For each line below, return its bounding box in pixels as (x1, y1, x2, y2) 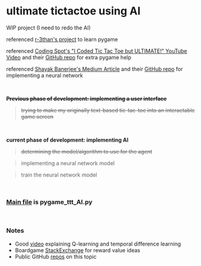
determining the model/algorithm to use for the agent (20, 148, 152, 155)
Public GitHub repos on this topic (14, 253, 97, 260)
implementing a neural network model (20, 159, 115, 166)
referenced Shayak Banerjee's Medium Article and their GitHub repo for (6, 65, 183, 73)
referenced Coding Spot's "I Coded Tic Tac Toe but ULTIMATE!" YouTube (6, 47, 188, 55)
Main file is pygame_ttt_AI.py (6, 198, 93, 206)
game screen (20, 113, 54, 120)
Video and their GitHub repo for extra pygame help (6, 53, 132, 61)
